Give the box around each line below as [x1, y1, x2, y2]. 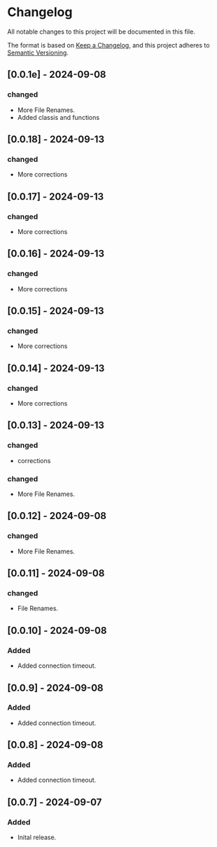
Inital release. [17, 833, 57, 841]
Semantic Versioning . [7, 48, 69, 57]
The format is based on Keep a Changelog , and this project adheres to [7, 41, 210, 49]
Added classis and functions [17, 113, 100, 121]
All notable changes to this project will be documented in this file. [7, 27, 196, 36]
